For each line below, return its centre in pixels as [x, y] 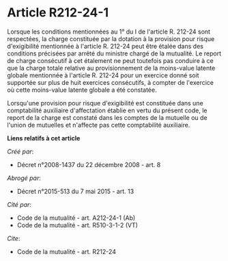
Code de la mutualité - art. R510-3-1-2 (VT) [77, 225]
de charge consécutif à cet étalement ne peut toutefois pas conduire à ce [110, 60]
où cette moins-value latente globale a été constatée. [82, 90]
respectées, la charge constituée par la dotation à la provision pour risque [111, 38]
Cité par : [19, 204]
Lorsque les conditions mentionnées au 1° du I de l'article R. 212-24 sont [109, 32]
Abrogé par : [24, 178]
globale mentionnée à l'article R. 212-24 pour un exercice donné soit [103, 75]
